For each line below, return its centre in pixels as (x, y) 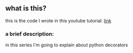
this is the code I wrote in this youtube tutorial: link (58, 20)
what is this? (26, 8)
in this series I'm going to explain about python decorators (67, 45)
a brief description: (30, 34)
